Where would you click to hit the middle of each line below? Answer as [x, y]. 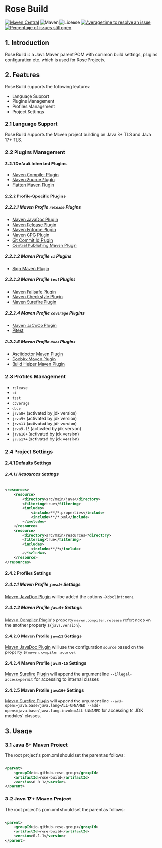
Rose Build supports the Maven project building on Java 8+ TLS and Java [78, 134]
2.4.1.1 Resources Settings [32, 474]
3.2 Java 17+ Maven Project [38, 799]
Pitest [18, 330]
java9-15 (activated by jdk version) [46, 428]
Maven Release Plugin [34, 225]
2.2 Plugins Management [35, 152]
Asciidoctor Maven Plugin [37, 354]
